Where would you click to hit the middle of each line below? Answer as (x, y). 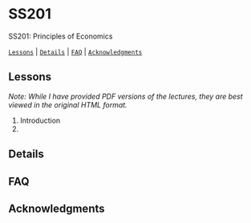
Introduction (40, 120)
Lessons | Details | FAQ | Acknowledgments (75, 51)
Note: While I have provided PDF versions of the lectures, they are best (125, 96)
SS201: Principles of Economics (61, 36)
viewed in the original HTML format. (68, 104)
